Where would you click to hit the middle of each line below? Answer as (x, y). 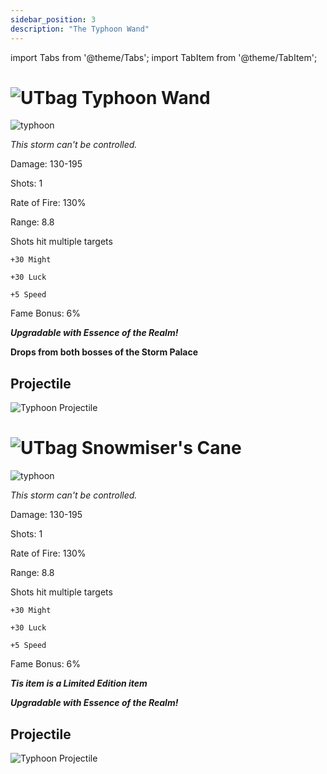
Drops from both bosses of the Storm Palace (104, 352)
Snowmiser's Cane (161, 448)
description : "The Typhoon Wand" (80, 29)
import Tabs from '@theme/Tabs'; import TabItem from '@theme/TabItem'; (164, 57)
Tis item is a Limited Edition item (79, 683)
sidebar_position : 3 (53, 19)
